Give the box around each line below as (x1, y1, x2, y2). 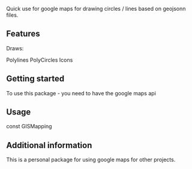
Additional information (6, 140, 92, 150)
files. (6, 11, 19, 19)
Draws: (6, 44, 24, 52)
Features (6, 29, 40, 39)
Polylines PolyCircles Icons (6, 56, 73, 64)
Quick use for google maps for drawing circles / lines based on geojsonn (6, 5, 186, 12)
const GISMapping (6, 123, 52, 130)
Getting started (6, 74, 65, 84)
